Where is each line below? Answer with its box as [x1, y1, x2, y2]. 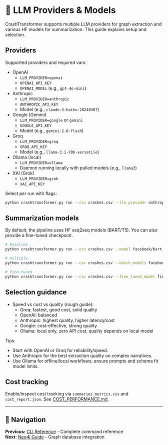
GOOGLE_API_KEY [19, 123, 51, 128]
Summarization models [5, 214, 79, 222]
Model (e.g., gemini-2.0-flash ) [19, 127, 84, 133]
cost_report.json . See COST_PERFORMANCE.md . [5, 396, 109, 402]
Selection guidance [5, 288, 67, 296]
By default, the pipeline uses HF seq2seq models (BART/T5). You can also [5, 227, 158, 233]
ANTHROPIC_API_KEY [19, 102, 58, 107]
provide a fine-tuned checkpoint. [5, 232, 73, 238]
